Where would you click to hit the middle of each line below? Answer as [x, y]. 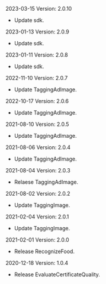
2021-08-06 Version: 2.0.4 [38, 147]
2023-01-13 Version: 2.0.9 [37, 32]
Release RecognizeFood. [44, 251]
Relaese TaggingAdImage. [46, 182]
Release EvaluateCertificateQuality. [57, 274]
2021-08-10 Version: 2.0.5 [37, 124]
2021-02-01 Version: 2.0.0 [37, 240]
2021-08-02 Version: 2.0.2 [38, 194]
